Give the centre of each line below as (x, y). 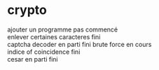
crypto (27, 10)
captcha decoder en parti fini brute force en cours (79, 44)
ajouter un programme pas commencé (62, 29)
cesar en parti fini (33, 59)
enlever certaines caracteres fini (54, 36)
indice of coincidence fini (44, 52)
